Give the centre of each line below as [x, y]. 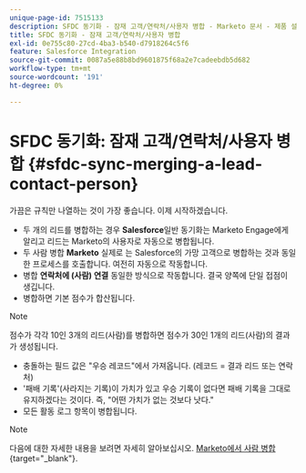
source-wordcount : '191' [56, 77]
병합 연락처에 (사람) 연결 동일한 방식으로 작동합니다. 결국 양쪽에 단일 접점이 [155, 275]
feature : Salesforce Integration [73, 52]
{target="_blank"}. [44, 458]
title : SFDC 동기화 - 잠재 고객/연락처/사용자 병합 [95, 35]
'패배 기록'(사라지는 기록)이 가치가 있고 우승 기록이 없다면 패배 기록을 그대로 [157, 388]
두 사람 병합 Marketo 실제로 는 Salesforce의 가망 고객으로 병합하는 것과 [151, 252]
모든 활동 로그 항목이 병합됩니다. [80, 411]
